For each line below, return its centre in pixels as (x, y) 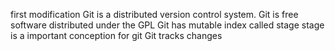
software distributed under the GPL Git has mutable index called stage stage (167, 25)
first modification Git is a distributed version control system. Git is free (154, 14)
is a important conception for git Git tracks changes (116, 35)
